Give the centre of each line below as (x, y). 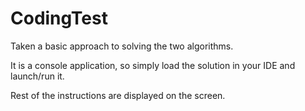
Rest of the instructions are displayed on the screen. (118, 95)
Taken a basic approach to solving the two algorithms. (122, 46)
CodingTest (59, 18)
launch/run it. (37, 76)
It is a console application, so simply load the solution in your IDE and (153, 65)
